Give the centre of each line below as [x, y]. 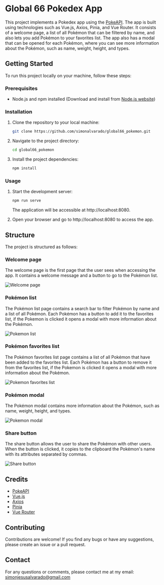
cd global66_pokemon [33, 150]
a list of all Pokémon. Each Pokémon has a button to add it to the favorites [79, 314]
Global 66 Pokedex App [54, 9]
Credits [17, 479]
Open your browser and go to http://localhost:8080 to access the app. [83, 220]
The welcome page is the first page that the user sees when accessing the [80, 270]
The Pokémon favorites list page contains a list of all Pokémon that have [78, 357]
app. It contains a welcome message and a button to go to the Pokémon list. [82, 275]
